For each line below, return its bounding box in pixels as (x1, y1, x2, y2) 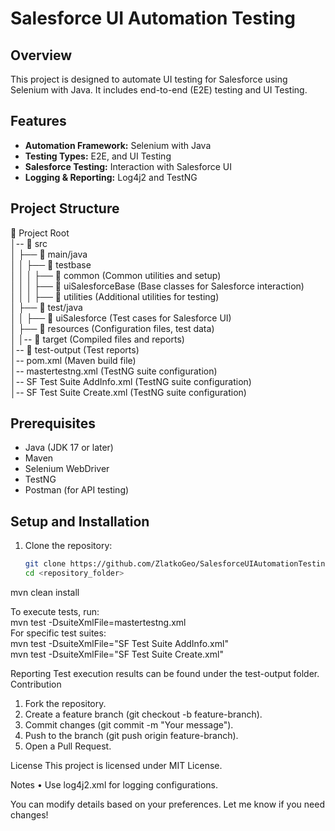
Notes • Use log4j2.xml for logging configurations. (10, 779, 219, 791)
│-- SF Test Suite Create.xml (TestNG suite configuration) (10, 386, 247, 398)
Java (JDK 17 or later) (24, 442, 114, 454)
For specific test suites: (10, 627, 107, 639)
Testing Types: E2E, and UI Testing (24, 150, 172, 162)
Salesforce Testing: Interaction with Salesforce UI (24, 160, 232, 172)
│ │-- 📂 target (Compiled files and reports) (10, 333, 185, 345)
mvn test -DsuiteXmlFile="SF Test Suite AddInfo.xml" (10, 638, 229, 649)
